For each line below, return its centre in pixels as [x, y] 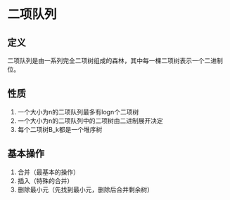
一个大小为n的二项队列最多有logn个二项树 [78, 112]
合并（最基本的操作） [48, 172]
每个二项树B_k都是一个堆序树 [60, 129]
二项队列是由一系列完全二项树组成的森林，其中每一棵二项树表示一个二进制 [115, 61]
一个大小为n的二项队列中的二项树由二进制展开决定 [90, 121]
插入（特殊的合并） [45, 180]
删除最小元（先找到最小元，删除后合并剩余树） [85, 189]
